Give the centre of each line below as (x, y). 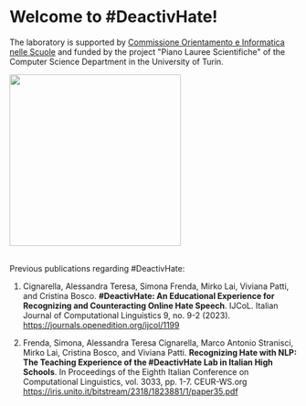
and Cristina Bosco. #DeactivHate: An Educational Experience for (148, 295)
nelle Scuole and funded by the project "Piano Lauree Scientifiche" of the (148, 51)
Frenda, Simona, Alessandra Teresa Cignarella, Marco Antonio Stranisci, (158, 342)
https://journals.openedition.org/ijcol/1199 (101, 325)
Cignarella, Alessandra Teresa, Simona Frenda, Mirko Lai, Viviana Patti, (156, 286)
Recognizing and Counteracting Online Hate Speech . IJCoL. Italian (150, 305)
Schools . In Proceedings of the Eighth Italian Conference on (136, 371)
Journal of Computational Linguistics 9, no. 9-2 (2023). (127, 315)
